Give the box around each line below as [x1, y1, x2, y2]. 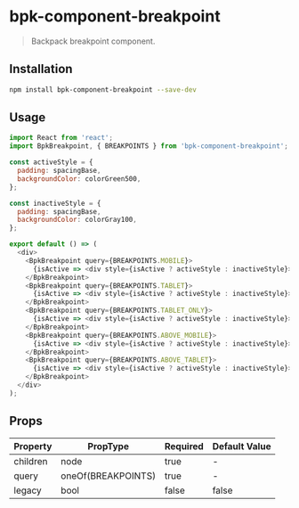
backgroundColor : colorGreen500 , [17, 174, 141, 184]
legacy [13, 484, 42, 496]
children [13, 455, 48, 467]
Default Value [212, 439, 271, 452]
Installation [9, 61, 73, 77]
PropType [87, 439, 129, 452]
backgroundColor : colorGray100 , [17, 216, 138, 225]
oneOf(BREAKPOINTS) [61, 470, 157, 482]
